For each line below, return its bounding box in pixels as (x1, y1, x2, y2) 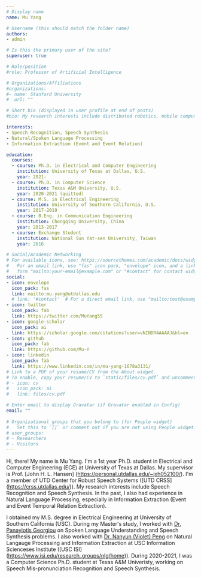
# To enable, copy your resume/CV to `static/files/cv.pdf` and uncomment (6, 375, 197, 381)
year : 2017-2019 (17, 208, 58, 214)
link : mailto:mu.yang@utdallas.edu (11, 291, 100, 297)
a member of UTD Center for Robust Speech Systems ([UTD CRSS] (6, 477, 172, 484)
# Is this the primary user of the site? (6, 47, 111, 53)
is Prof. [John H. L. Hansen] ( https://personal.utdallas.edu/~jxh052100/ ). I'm (6, 471, 193, 477)
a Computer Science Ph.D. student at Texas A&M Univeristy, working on (6, 559, 184, 565)
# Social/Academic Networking (6, 251, 82, 258)
